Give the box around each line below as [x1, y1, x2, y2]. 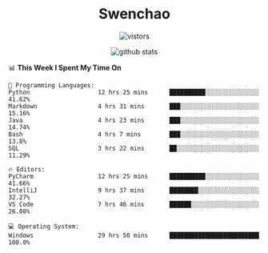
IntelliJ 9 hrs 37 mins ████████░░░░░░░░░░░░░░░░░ [8, 186, 260, 195]
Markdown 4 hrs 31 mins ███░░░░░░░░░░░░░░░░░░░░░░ [8, 102, 260, 110]
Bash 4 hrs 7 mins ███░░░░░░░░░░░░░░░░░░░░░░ [8, 130, 260, 139]
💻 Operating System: [8, 222, 80, 231]
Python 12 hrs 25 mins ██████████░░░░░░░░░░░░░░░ [8, 88, 260, 96]
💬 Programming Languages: [8, 81, 94, 89]
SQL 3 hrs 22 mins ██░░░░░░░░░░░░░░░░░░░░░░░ [8, 144, 260, 152]
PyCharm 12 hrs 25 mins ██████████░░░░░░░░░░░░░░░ [8, 172, 260, 180]
